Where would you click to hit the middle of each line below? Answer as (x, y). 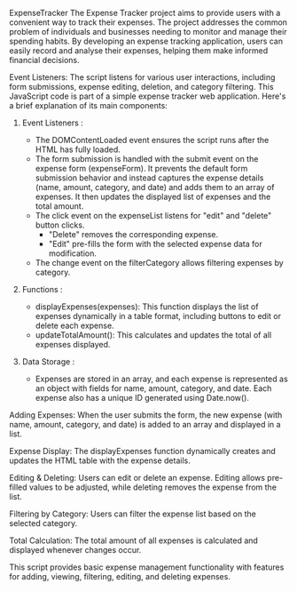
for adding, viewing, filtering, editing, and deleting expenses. (120, 576)
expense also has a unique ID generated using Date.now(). (142, 398)
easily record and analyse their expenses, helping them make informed (139, 51)
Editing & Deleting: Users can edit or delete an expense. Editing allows (137, 478)
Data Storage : (48, 362)
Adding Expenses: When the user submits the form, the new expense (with (146, 415)
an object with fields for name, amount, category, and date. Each (153, 388)
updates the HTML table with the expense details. (100, 460)
